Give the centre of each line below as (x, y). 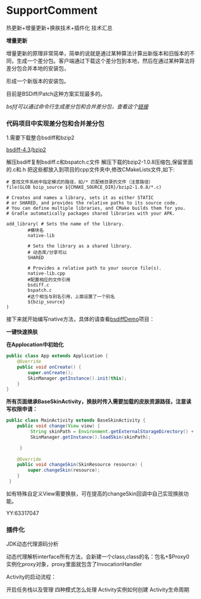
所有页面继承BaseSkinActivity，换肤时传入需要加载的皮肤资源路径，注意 (96, 402)
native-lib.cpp (47, 273)
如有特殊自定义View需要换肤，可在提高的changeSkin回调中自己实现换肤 (95, 493)
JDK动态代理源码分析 (32, 544)
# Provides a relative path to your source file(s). (95, 268)
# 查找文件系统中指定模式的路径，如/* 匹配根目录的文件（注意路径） (80, 182)
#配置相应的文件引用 (49, 280)
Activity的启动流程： (31, 577)
